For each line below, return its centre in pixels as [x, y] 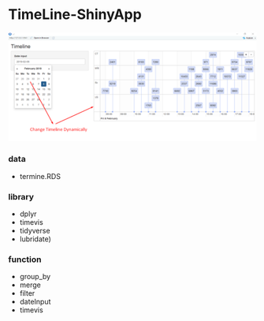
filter [27, 293]
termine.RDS [40, 176]
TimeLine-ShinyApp [75, 15]
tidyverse [35, 231]
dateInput [35, 302]
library [21, 196]
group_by [35, 277]
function [25, 259]
